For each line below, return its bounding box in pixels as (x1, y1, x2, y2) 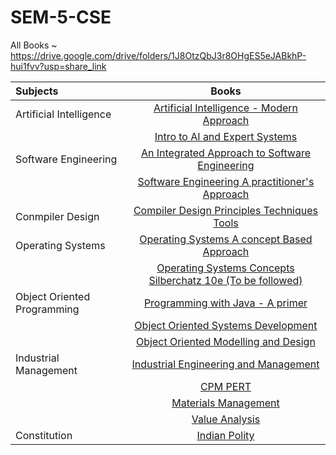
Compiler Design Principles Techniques (133, 203, 319, 217)
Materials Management (171, 396, 280, 410)
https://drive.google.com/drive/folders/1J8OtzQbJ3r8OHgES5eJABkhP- (10, 49, 307, 61)
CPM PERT (199, 379, 252, 393)
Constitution (15, 428, 73, 442)
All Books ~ (10, 39, 58, 51)
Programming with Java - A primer (143, 296, 308, 310)
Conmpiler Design (15, 209, 100, 223)
